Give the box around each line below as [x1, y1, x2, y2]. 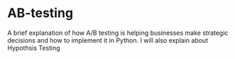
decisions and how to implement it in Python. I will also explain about [7, 36, 208, 44]
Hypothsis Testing [7, 43, 60, 52]
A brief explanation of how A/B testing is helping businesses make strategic [7, 28, 229, 37]
